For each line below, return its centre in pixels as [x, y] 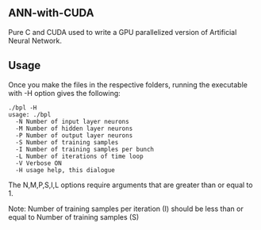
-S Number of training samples [67, 142]
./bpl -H [23, 107]
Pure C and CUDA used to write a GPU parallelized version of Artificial [123, 32]
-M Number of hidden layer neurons [74, 128]
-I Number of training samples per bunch [85, 149]
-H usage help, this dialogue [65, 170]
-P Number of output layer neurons [74, 135]
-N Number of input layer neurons [72, 121]
